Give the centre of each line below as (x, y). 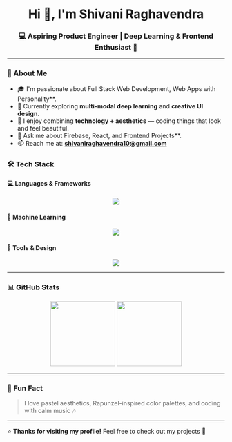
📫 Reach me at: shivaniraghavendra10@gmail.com (92, 143)
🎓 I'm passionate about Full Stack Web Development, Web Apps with (116, 88)
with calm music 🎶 (50, 410)
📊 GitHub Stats (33, 287)
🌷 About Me (27, 73)
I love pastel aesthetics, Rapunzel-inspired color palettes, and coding (122, 403)
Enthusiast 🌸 (116, 48)
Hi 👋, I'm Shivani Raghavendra (116, 14)
